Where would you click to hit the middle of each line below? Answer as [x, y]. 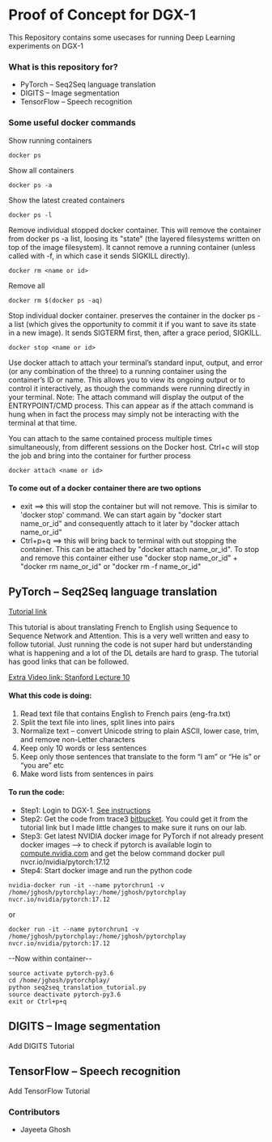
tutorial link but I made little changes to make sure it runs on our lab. [133, 827]
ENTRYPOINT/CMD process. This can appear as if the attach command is [131, 405]
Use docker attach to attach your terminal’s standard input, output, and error [136, 363]
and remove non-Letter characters [78, 739]
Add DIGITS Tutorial [41, 1046]
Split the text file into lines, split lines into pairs [98, 722]
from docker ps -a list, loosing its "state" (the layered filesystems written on [134, 238]
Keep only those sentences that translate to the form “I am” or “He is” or [140, 756]
